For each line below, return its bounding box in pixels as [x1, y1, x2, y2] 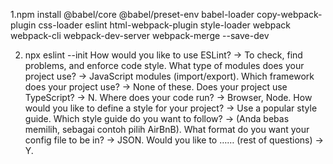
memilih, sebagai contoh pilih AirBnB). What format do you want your [24, 124, 310, 135]
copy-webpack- [256, 9, 323, 20]
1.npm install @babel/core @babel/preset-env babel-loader [10, 9, 255, 20]
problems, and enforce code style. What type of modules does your [24, 60, 305, 71]
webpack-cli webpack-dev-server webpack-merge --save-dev [10, 30, 270, 41]
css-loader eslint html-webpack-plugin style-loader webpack [38, 19, 291, 31]
